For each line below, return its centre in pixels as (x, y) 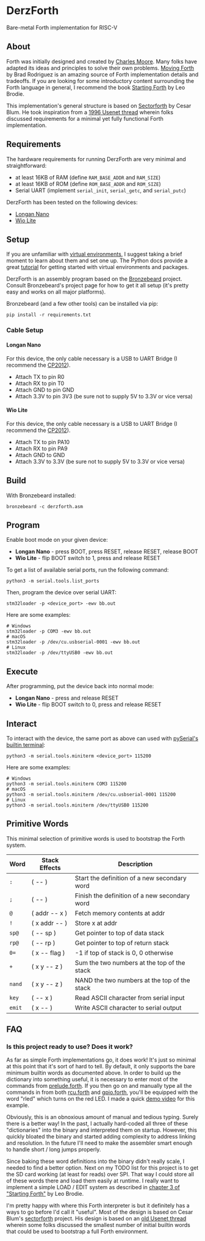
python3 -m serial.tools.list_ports (53, 581)
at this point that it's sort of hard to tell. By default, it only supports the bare (101, 1067)
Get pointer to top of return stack (122, 943)
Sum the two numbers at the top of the (130, 963)
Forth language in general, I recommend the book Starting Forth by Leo (96, 87)
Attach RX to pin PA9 (41, 448)
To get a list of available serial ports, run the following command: (88, 570)
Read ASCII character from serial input (130, 998)
